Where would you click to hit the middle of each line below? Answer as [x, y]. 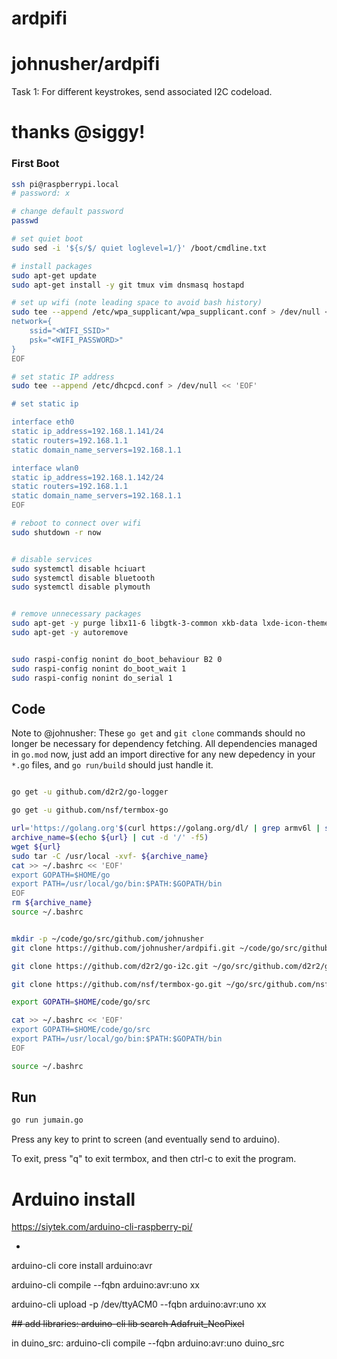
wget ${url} [36, 847]
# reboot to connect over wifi [76, 523]
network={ [32, 322]
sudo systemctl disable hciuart [78, 568]
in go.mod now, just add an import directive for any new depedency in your [163, 754]
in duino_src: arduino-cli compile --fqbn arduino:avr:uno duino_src [148, 1343]
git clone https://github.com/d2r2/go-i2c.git [110, 966]
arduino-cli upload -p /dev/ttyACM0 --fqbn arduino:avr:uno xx [139, 1304]
